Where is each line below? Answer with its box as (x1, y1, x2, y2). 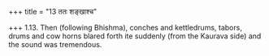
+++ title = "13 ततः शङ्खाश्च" (8, 7, 98, 16)
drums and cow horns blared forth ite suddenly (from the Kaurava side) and (8, 31, 262, 41)
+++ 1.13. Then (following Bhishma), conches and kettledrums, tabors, (8, 23, 242, 32)
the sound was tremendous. (8, 40, 102, 49)
